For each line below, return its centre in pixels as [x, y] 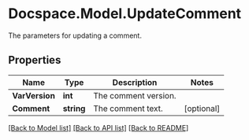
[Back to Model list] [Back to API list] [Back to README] [98, 127]
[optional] [202, 109]
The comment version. [135, 95]
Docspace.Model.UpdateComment [125, 14]
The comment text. [128, 109]
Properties [35, 60]
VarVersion [33, 95]
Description [135, 82]
